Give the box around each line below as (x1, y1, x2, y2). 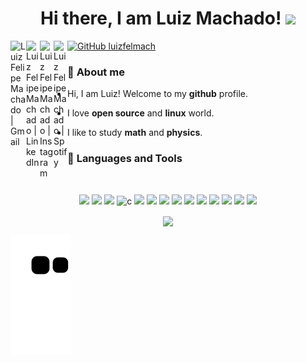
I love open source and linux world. (67, 107, 215, 119)
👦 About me (67, 65, 125, 79)
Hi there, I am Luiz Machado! (40, 7, 282, 30)
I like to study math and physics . (67, 127, 203, 139)
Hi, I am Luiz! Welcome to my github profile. (67, 88, 249, 100)
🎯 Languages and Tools (67, 152, 183, 166)
